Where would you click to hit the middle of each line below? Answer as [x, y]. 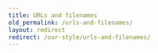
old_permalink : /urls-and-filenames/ [71, 23]
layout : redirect [37, 30]
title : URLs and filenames [53, 15]
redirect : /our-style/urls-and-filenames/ [79, 37]
